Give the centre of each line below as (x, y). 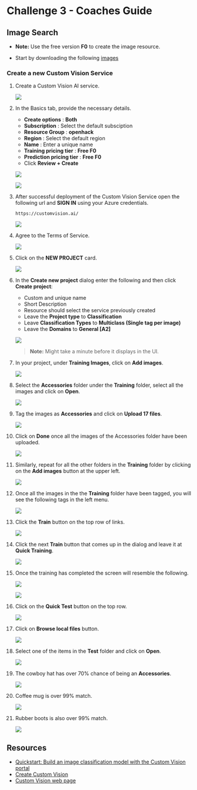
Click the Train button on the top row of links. (70, 522)
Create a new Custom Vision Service (60, 73)
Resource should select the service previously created (90, 310)
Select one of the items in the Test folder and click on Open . (88, 651)
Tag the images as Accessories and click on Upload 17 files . (89, 414)
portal (22, 768)
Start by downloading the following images (67, 58)
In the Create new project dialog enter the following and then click (96, 281)
